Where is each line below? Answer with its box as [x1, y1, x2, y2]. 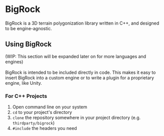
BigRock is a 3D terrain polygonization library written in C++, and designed [5, 20, 159, 26]
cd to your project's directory [12, 109, 72, 115]
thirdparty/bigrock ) [12, 120, 55, 126]
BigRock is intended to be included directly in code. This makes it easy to [5, 69, 156, 75]
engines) [5, 59, 23, 65]
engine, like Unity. [5, 80, 42, 86]
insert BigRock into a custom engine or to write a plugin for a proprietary [5, 74, 154, 81]
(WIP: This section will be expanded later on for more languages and [5, 53, 146, 59]
